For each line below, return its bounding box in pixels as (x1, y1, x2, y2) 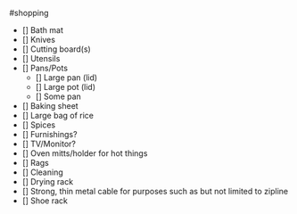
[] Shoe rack (21, 195, 69, 206)
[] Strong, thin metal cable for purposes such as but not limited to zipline (21, 186, 288, 196)
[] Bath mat (21, 25, 64, 35)
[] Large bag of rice (21, 111, 95, 120)
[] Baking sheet (21, 101, 78, 111)
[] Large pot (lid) (35, 82, 96, 92)
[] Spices (21, 119, 56, 130)
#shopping (9, 8, 49, 18)
